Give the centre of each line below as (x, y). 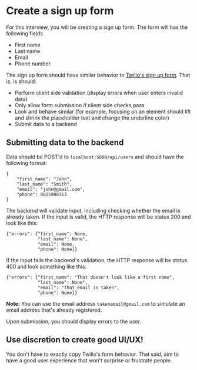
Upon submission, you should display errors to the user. (74, 321)
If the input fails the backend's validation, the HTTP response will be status (97, 260)
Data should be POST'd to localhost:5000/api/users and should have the (95, 157)
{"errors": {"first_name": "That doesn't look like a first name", (91, 277)
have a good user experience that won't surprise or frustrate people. (89, 360)
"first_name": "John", (44, 179)
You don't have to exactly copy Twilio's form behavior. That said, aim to (93, 354)
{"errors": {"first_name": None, (47, 234)
